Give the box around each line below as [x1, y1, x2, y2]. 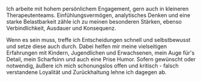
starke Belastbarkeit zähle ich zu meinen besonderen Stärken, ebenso [6, 18, 182, 25]
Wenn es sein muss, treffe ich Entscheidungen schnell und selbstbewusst [6, 36, 190, 43]
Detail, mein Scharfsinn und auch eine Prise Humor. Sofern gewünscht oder [6, 56, 196, 63]
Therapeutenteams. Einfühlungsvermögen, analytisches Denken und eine [6, 12, 190, 19]
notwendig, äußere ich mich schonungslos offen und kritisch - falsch [6, 62, 179, 69]
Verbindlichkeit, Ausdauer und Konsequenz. [6, 24, 117, 32]
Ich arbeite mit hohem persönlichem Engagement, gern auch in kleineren [6, 5, 189, 12]
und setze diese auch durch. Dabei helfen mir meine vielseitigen [6, 43, 167, 50]
